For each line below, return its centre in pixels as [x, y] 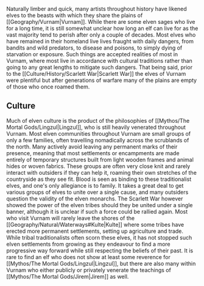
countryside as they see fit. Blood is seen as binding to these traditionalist [99, 179]
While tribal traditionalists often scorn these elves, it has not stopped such [99, 237]
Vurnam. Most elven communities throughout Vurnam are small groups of [99, 133]
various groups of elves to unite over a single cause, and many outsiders [97, 192]
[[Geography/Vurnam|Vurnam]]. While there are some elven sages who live [101, 22]
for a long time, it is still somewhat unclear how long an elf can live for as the [102, 28]
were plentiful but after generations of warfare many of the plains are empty [101, 80]
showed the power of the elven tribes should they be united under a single [100, 205]
